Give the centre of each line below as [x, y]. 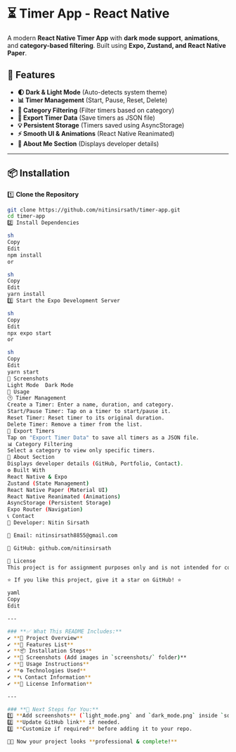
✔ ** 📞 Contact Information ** [49, 677]
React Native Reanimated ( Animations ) [64, 497]
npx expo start [29, 333]
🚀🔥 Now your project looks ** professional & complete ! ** [92, 742]
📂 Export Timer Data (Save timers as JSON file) [86, 118]
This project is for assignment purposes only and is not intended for [114, 567]
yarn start [23, 372]
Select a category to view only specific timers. [81, 451]
